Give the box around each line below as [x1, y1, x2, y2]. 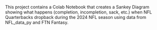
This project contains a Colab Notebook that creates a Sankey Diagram [5, 4, 150, 10]
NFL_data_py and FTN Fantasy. [5, 19, 69, 25]
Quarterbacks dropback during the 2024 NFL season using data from [5, 15, 147, 20]
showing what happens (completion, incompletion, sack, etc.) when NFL [5, 9, 152, 15]
